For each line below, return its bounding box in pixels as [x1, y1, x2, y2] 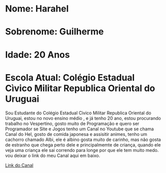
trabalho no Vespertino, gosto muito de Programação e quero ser [5, 120, 139, 126]
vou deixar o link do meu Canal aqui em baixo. [5, 152, 100, 158]
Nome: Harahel [5, 3, 69, 15]
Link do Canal [5, 162, 33, 168]
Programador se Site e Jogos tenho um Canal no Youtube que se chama [5, 126, 154, 132]
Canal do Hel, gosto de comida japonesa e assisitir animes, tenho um [5, 131, 147, 137]
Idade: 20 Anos [5, 49, 70, 60]
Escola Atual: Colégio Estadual [5, 72, 135, 83]
